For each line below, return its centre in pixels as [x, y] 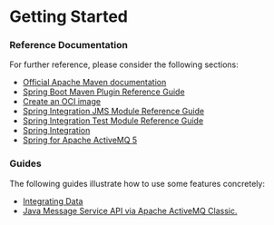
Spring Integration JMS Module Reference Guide [113, 112]
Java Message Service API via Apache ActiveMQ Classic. [130, 210]
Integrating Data [53, 201]
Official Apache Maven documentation [94, 83]
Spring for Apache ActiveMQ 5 [80, 140]
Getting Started [69, 17]
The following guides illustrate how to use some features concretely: [137, 183]
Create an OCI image [62, 102]
